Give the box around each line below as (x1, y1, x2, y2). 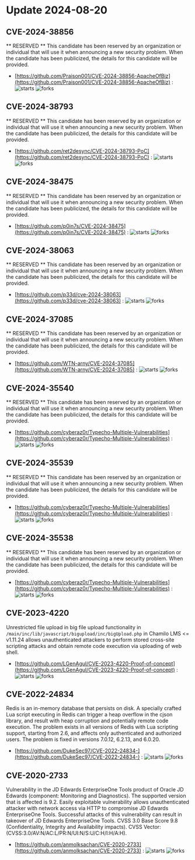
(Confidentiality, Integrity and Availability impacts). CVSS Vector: (6, 824, 162, 831)
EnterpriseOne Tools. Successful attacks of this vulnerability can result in (6, 811, 182, 818)
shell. (6, 649, 19, 656)
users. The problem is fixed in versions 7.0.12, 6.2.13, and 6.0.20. (6, 736, 161, 743)
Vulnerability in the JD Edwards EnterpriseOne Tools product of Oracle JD (6, 786, 184, 793)
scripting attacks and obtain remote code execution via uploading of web (6, 642, 182, 649)
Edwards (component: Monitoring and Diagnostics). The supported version (6, 792, 186, 800)
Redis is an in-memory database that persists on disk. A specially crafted (6, 705, 182, 712)
